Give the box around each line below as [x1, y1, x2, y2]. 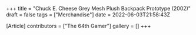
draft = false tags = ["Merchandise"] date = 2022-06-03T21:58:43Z [6, 11, 171, 18]
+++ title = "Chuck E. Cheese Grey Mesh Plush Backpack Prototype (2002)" [6, 5, 191, 12]
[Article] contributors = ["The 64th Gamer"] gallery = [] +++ [6, 23, 151, 29]
